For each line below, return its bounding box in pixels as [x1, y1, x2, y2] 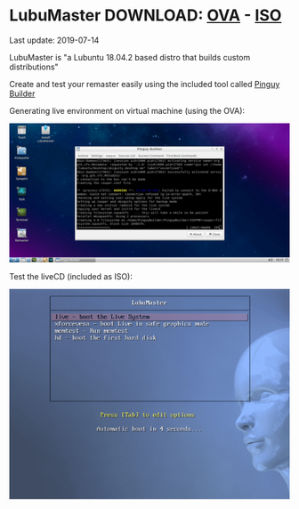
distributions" [9, 61, 60, 72]
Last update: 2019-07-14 [9, 35, 100, 45]
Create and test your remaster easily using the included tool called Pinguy [9, 78, 280, 89]
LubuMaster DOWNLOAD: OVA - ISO [9, 5, 282, 26]
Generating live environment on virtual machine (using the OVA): [9, 105, 246, 116]
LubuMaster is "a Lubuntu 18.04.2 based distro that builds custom [9, 52, 251, 62]
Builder [9, 88, 36, 99]
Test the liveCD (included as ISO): [9, 271, 133, 281]
